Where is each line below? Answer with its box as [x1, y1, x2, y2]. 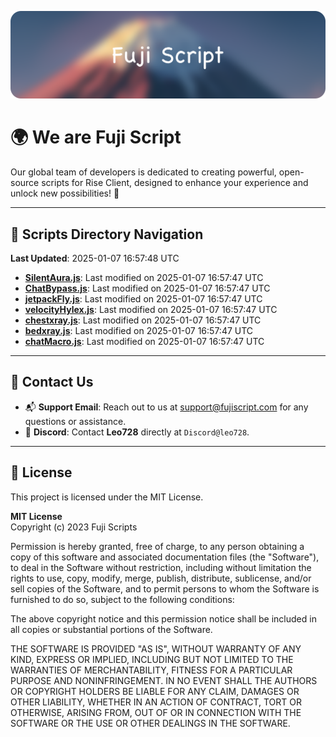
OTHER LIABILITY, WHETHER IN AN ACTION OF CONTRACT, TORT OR [10, 696, 302, 708]
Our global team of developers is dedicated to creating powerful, [10, 166, 277, 178]
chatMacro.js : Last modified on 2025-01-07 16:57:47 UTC [24, 336, 265, 348]
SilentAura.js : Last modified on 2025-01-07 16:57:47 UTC [24, 272, 264, 284]
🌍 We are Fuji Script [10, 126, 182, 149]
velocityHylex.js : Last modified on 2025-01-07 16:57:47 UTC [24, 304, 278, 316]
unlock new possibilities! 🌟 [10, 187, 120, 200]
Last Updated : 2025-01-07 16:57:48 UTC [10, 252, 180, 265]
